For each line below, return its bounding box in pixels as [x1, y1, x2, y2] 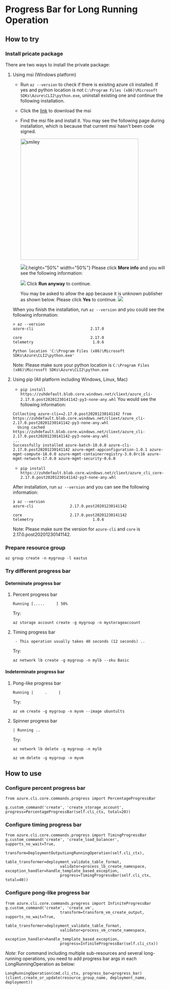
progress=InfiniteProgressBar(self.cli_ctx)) [60, 941, 158, 946]
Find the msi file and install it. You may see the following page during [20, 117, 164, 124]
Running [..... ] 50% [12, 601, 68, 607]
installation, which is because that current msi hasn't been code [20, 123, 154, 129]
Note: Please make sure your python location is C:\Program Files [12, 361, 150, 368]
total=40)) [5, 877, 29, 883]
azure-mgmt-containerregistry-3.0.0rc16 [58, 451, 146, 456]
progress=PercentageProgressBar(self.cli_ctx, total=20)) [5, 809, 131, 815]
